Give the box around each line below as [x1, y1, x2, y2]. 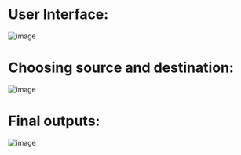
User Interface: [8, 5, 109, 23]
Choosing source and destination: [8, 59, 234, 77]
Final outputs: [8, 112, 100, 130]
